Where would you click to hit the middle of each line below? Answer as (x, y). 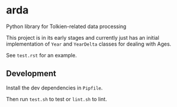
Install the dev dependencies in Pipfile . (55, 88)
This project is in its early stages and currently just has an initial (83, 37)
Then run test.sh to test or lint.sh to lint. (57, 99)
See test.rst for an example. (42, 55)
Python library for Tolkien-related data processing (66, 26)
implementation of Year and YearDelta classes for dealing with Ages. (89, 44)
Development (31, 74)
